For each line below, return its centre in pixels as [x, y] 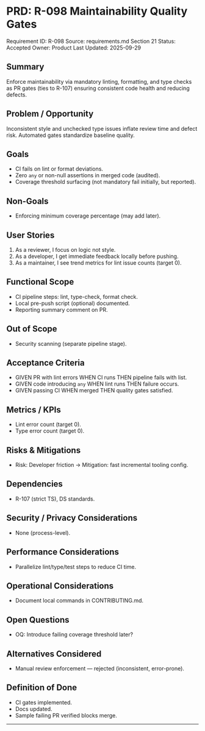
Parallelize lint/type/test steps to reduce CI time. [75, 567]
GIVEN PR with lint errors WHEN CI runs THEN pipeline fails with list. [101, 378]
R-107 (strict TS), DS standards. [55, 499]
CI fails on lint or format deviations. [59, 169]
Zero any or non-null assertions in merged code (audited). [88, 175]
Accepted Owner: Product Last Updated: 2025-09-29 [74, 48]
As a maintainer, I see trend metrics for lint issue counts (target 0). [98, 263]
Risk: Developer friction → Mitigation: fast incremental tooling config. [102, 465]
